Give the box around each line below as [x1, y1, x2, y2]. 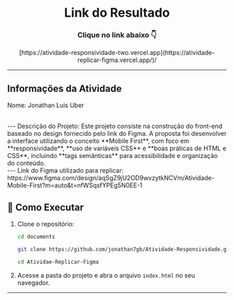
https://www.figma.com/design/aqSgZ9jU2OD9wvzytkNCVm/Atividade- [7, 174, 214, 182]
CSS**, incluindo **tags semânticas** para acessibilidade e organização [7, 152, 218, 160]
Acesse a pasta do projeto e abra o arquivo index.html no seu [17, 271, 195, 279]
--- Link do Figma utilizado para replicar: [7, 166, 124, 175]
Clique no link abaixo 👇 [77, 30, 157, 40]
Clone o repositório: [17, 220, 75, 228]
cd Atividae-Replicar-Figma [17, 258, 99, 265]
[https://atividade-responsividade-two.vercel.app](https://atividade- [19, 49, 215, 57]
